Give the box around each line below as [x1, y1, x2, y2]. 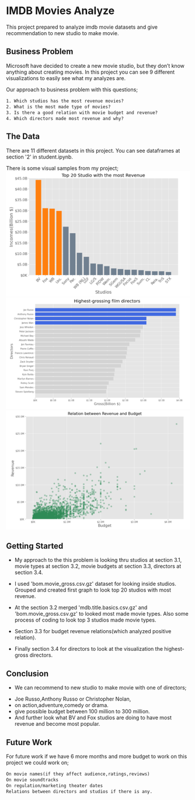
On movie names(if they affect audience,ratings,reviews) [6, 771, 150, 777]
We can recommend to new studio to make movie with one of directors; [14, 684, 187, 691]
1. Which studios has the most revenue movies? [6, 98, 124, 104]
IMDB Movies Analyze [6, 4, 115, 18]
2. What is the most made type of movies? [6, 104, 111, 109]
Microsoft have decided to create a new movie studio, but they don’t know [6, 62, 185, 69]
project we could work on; [6, 759, 69, 766]
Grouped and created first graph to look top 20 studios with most [14, 586, 171, 593]
